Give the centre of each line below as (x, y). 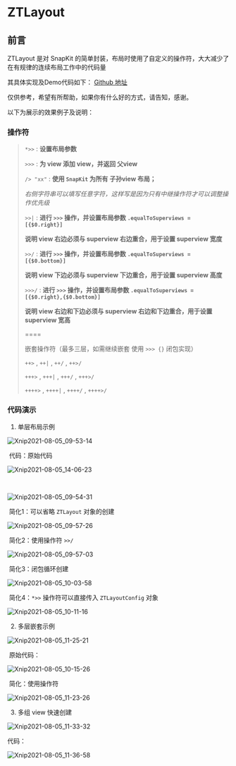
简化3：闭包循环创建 (39, 568)
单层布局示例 (36, 426)
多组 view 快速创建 (45, 712)
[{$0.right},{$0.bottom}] (62, 297)
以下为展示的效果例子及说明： (50, 112)
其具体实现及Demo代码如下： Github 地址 (68, 82)
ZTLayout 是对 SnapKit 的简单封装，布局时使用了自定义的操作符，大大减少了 (118, 58)
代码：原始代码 (31, 455)
